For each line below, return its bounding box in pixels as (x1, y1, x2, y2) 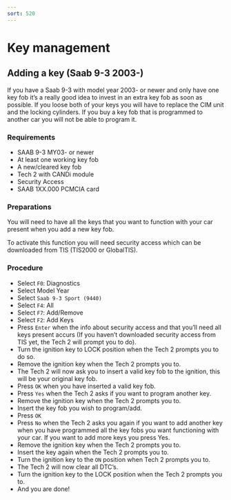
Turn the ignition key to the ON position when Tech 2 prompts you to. (17, 455, 210, 463)
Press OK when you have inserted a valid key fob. (17, 382, 157, 390)
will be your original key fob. (17, 374, 98, 382)
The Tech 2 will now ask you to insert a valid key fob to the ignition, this (17, 367, 221, 376)
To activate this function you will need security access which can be (7, 239, 201, 247)
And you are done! (17, 485, 70, 493)
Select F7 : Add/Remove (17, 308, 84, 317)
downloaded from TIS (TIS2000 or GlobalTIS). (7, 246, 138, 254)
